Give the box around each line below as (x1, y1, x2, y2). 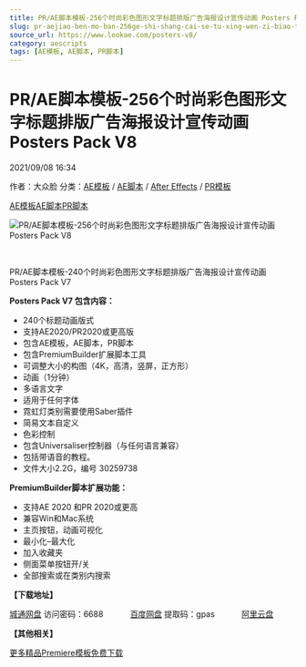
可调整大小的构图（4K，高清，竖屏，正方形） (22, 361, 194, 372)
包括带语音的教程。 (22, 452, 96, 463)
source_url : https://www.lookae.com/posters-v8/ (9, 30, 198, 39)
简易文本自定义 (22, 417, 79, 428)
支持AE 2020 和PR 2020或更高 (22, 502, 138, 513)
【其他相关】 (9, 628, 57, 639)
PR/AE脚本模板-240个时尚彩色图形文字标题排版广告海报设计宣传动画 (9, 266, 267, 278)
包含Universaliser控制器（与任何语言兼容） (22, 440, 184, 451)
